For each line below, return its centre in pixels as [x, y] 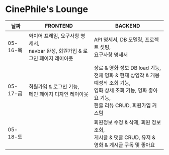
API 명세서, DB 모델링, [119, 40]
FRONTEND [59, 26]
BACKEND [128, 26]
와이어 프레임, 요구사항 [54, 36]
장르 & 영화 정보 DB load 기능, [127, 68]
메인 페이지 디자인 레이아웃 [59, 94]
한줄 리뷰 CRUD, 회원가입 [122, 105]
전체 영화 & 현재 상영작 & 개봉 [127, 75]
